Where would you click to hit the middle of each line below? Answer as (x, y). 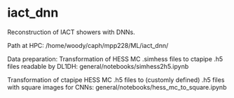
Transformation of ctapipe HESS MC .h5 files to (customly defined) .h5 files (116, 80)
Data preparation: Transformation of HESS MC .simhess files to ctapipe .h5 (115, 59)
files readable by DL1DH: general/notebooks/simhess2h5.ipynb (98, 66)
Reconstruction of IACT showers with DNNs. (71, 32)
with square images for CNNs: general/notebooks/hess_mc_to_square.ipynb (117, 87)
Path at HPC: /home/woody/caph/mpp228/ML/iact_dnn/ (88, 45)
